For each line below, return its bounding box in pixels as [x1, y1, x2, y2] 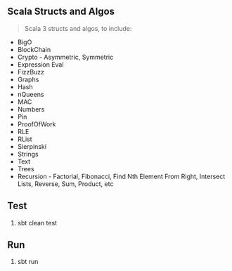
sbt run [17, 258, 39, 266]
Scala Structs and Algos [7, 6, 115, 18]
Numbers [17, 105, 45, 113]
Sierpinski [17, 142, 47, 150]
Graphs [17, 75, 39, 84]
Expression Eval [17, 60, 64, 69]
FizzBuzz [17, 67, 44, 76]
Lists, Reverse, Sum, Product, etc [17, 179, 114, 188]
